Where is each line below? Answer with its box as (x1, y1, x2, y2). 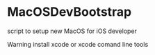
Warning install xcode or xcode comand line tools (7, 40, 149, 48)
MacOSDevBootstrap (7, 4, 132, 20)
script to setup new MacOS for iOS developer (7, 27, 138, 35)
